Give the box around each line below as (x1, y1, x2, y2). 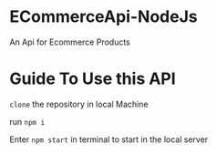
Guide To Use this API (9, 68, 176, 89)
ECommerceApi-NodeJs (9, 6, 198, 27)
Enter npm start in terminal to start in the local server (9, 134, 209, 145)
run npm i (9, 116, 46, 127)
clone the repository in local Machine (9, 98, 149, 109)
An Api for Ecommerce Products (9, 36, 130, 47)
